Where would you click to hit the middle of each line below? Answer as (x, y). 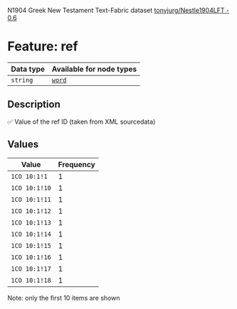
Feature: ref (43, 47)
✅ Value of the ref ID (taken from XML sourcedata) (81, 121)
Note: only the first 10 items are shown (64, 298)
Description (34, 105)
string (22, 80)
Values (23, 145)
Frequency (77, 164)
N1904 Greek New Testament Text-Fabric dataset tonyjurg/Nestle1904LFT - (118, 10)
